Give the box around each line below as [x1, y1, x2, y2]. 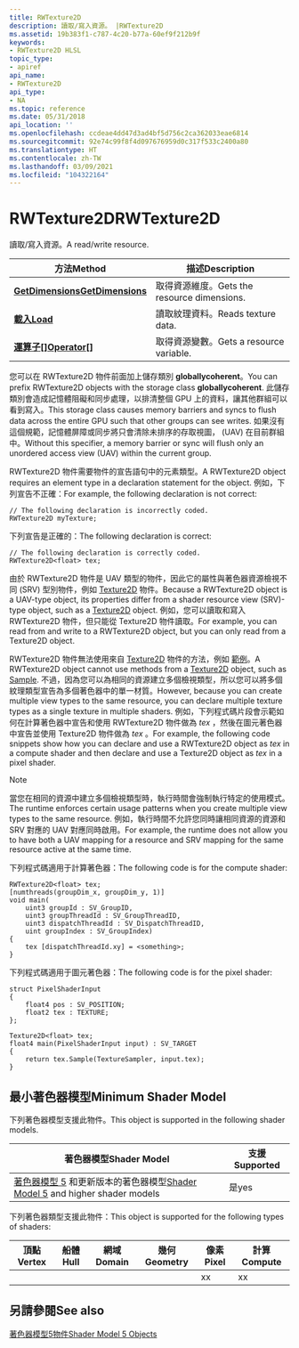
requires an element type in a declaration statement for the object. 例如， [9, 477, 278, 488]
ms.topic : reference [9, 104, 86, 113]
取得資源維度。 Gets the [155, 280, 254, 292]
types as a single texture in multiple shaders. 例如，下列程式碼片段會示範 [9, 706, 277, 717]
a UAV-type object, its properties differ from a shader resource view [9, 594, 259, 605]
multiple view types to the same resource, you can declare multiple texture [9, 695, 283, 706]
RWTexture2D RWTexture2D [9, 208, 221, 229]
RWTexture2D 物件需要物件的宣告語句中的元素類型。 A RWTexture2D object [9, 467, 287, 477]
